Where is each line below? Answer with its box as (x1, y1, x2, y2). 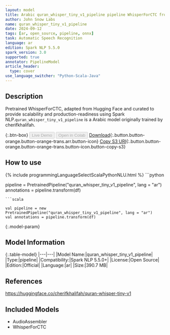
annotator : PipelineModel (5, 59, 60, 64)
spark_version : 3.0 (5, 50, 47, 55)
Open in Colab (58, 132, 86, 138)
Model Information (5, 238, 65, 246)
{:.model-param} (5, 224, 40, 230)
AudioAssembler (12, 318, 47, 324)
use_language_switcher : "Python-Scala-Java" (5, 73, 101, 79)
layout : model (5, 7, 35, 13)
